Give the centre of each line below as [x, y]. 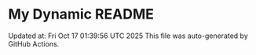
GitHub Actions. [34, 43]
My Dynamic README [81, 14]
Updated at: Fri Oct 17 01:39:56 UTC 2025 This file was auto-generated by [128, 36]
